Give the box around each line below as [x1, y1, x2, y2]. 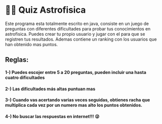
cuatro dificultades [5, 74, 45, 80]
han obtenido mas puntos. [5, 41, 58, 47]
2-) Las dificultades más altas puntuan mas [5, 86, 96, 92]
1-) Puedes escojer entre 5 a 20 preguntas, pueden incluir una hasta [5, 69, 146, 75]
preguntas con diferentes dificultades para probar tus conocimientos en [5, 25, 151, 31]
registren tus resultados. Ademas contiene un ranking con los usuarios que [5, 36, 157, 42]
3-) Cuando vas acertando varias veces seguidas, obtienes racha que [5, 97, 150, 103]
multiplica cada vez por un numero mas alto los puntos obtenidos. [5, 102, 142, 108]
